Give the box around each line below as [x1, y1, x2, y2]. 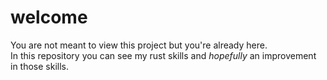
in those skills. [10, 60, 70, 72]
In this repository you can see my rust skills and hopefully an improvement [10, 49, 317, 61]
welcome [10, 6, 88, 29]
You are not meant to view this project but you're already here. [10, 39, 268, 51]
